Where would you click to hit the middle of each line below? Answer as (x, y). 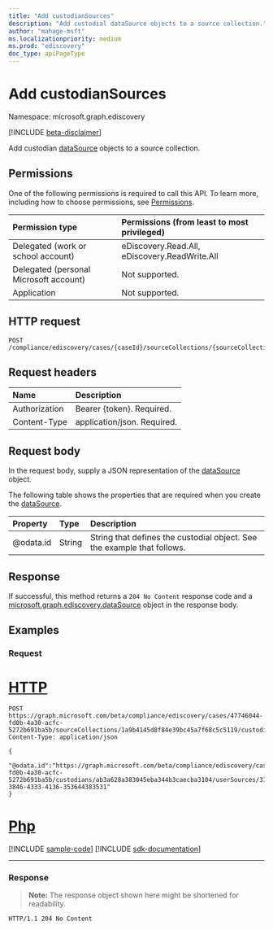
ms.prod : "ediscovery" (47, 46)
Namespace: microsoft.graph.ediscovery (77, 116)
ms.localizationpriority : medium (65, 39)
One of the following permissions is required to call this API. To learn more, (134, 193)
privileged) (143, 232)
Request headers (53, 372)
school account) (43, 255)
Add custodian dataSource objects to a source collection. (104, 148)
